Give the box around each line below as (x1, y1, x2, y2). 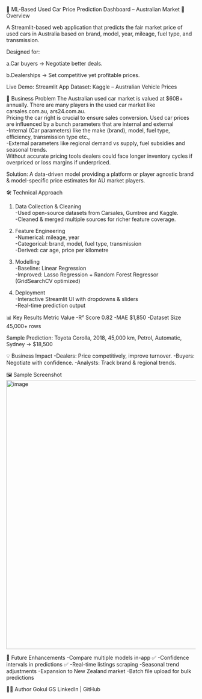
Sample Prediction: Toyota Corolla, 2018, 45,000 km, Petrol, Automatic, (6, 334, 182, 341)
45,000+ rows (6, 323, 41, 329)
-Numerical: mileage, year (14, 234, 80, 241)
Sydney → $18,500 (6, 341, 53, 347)
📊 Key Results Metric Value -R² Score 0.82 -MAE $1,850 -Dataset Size (6, 314, 182, 321)
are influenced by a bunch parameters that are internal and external (6, 120, 174, 128)
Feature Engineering (14, 228, 66, 234)
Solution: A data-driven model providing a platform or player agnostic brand (6, 170, 194, 178)
